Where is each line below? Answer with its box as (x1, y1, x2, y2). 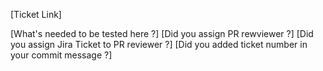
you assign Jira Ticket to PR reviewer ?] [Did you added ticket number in (10, 39, 308, 50)
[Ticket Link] (10, 9, 62, 20)
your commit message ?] (10, 49, 113, 61)
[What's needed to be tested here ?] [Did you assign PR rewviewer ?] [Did (10, 28, 314, 39)
